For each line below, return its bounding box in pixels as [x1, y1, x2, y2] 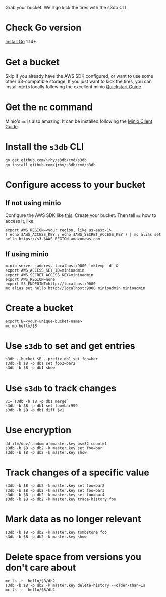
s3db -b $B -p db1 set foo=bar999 [5, 403, 78, 408]
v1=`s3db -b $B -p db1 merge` [5, 399, 69, 404]
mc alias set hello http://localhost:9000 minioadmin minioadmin [5, 285, 145, 291]
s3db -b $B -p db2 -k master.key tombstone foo [5, 530, 107, 535]
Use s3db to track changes [5, 382, 117, 394]
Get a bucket [5, 57, 60, 68]
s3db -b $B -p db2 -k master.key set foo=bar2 [5, 483, 105, 489]
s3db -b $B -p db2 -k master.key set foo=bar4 [5, 492, 105, 498]
